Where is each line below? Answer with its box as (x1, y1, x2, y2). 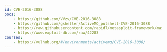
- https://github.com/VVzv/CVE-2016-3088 (13, 16, 101, 21)
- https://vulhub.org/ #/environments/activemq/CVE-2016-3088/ (13, 40, 146, 45)
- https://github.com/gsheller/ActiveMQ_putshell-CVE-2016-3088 (13, 21, 150, 26)
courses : (4, 35, 23, 40)
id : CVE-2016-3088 (4, 7, 43, 12)
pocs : (4, 12, 16, 17)
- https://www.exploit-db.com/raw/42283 (13, 30, 99, 35)
